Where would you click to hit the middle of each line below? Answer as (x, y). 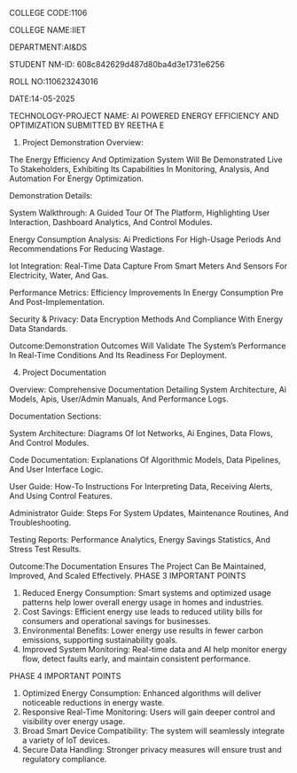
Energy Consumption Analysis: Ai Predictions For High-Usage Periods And (145, 239)
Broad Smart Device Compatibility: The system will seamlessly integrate (153, 731)
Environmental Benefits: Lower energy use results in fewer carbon (143, 630)
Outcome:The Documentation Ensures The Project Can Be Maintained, (138, 566)
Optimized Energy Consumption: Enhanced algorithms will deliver (141, 693)
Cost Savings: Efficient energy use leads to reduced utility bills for (142, 612)
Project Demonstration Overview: (82, 142)
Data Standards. (39, 328)
